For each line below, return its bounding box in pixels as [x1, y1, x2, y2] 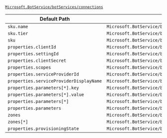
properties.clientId [7, 45, 56, 49]
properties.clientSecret [7, 58, 67, 63]
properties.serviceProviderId [7, 72, 80, 77]
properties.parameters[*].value [7, 92, 84, 97]
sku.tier [7, 31, 28, 36]
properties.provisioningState [7, 126, 80, 131]
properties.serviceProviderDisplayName [7, 78, 102, 84]
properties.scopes [7, 65, 51, 70]
